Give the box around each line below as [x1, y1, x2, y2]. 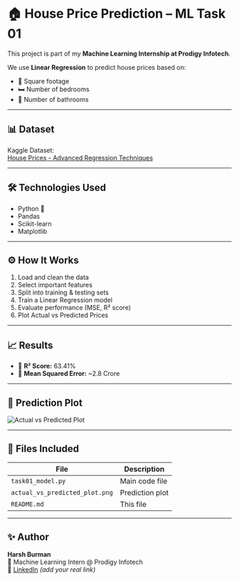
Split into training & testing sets [17, 288, 109, 297]
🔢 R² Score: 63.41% [17, 361, 76, 371]
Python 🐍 [17, 204, 45, 212]
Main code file [119, 475, 168, 485]
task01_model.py [11, 477, 66, 485]
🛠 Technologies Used [7, 182, 107, 194]
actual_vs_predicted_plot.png [11, 488, 114, 496]
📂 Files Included [7, 443, 80, 455]
